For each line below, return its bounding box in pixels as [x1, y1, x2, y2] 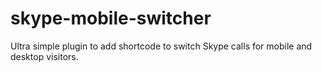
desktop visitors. [10, 50, 79, 62]
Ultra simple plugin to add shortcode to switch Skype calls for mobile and [10, 40, 313, 52]
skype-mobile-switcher [10, 7, 212, 30]
